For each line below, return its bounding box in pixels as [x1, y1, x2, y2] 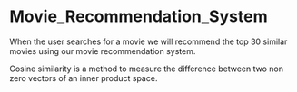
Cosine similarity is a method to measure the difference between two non [9, 63, 284, 74]
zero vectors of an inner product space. [9, 72, 158, 83]
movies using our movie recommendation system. [9, 45, 196, 56]
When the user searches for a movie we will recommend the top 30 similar [9, 36, 288, 47]
